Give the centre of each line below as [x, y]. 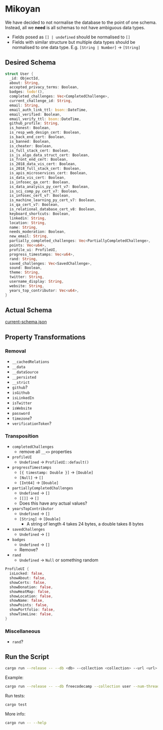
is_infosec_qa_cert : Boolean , [40, 182]
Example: [14, 677]
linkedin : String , [28, 218]
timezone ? [22, 418]
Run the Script [27, 657]
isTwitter [22, 403]
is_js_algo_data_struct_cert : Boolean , [50, 155]
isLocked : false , [27, 574]
